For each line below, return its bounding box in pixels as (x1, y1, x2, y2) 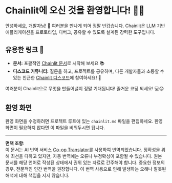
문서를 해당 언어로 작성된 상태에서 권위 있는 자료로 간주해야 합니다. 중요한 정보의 (5, 159, 165, 166)
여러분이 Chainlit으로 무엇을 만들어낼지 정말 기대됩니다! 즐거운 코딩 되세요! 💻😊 (5, 85, 164, 91)
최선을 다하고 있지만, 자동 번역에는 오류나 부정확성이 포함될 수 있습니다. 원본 (10, 153, 162, 159)
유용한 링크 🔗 (5, 46, 45, 54)
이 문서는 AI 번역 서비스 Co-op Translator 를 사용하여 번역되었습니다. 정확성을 (5, 147, 160, 153)
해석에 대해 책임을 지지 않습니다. (5, 172, 70, 178)
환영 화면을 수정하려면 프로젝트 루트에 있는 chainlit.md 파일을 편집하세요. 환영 (5, 118, 163, 124)
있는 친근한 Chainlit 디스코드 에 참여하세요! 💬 (12, 74, 101, 80)
